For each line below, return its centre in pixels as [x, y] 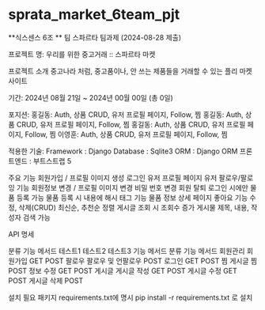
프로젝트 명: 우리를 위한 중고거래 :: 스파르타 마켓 [82, 54]
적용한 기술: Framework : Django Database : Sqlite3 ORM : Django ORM [123, 151]
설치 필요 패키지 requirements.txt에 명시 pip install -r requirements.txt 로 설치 [131, 297]
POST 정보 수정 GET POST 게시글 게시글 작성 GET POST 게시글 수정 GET [123, 270]
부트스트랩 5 [52, 161]
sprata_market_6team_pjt [94, 15]
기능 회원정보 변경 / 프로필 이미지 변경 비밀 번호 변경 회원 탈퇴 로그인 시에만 [132, 187]
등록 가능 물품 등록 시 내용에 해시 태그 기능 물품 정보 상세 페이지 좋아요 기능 [132, 197]
